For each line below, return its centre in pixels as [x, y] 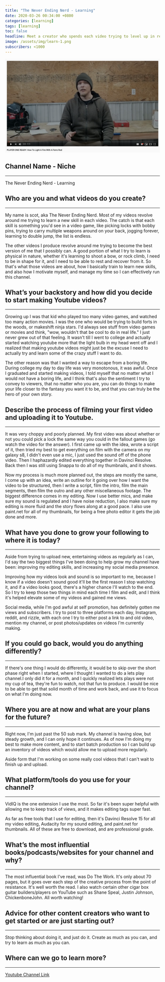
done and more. [21, 517]
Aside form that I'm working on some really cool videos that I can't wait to [80, 759]
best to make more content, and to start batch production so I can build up [80, 744]
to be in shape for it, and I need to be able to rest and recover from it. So [78, 261]
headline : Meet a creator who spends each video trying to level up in [80, 36]
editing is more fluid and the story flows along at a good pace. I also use [78, 507]
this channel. [18, 277]
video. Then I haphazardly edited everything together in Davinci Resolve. [79, 460]
